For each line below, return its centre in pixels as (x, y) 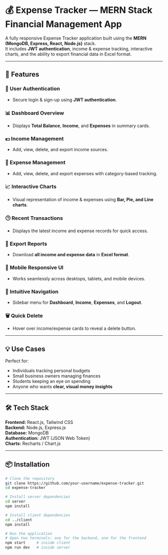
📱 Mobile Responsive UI (34, 268)
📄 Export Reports (26, 244)
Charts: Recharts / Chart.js (33, 443)
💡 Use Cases (25, 349)
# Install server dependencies (38, 497)
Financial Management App (63, 24)
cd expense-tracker (25, 488)
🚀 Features (22, 74)
